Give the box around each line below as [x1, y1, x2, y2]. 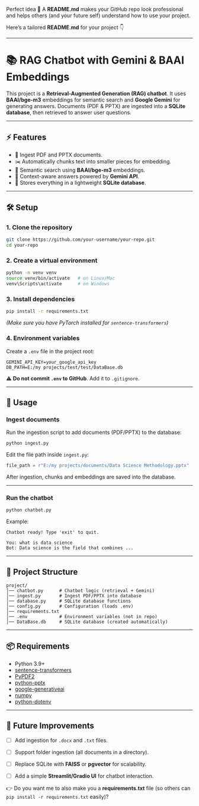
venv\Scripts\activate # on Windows [6, 281, 110, 287]
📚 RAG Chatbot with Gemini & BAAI [6, 53, 185, 67]
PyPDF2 [14, 672, 35, 680]
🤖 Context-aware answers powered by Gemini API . [14, 172, 140, 180]
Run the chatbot [6, 493, 53, 502]
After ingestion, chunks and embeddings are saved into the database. [6, 473, 176, 481]
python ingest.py [6, 440, 49, 446]
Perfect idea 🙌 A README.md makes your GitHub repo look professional [6, 6, 184, 12]
